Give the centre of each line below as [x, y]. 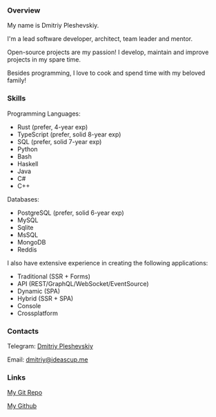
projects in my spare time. [44, 60]
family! [17, 80]
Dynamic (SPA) [39, 291]
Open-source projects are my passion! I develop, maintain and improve [108, 52]
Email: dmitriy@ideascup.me [48, 360]
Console [29, 305]
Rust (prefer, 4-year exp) [52, 127]
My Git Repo [25, 393]
